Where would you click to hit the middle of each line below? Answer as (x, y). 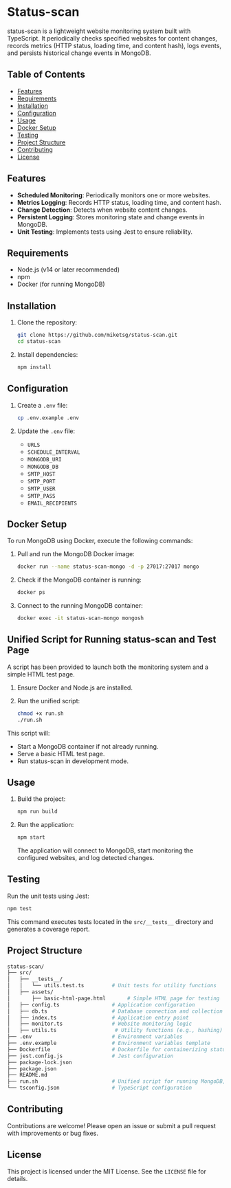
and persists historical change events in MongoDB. (79, 53)
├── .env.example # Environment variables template (109, 1043)
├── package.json (32, 1069)
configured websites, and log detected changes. (86, 858)
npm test (20, 908)
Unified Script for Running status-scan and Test (112, 640)
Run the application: (45, 825)
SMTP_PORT (42, 481)
